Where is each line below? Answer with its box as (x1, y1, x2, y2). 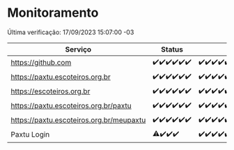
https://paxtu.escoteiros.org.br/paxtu (10, 101, 132, 111)
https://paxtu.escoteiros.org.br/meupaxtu (10, 115, 146, 125)
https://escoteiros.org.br (10, 87, 91, 96)
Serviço (65, 44, 92, 54)
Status (161, 44, 183, 54)
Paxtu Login (10, 130, 50, 140)
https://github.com (10, 58, 72, 68)
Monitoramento (7, 5, 99, 21)
